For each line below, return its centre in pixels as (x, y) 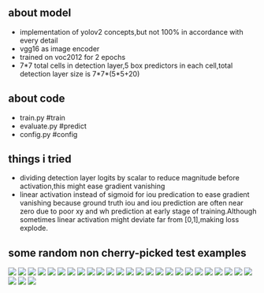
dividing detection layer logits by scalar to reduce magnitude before (130, 178)
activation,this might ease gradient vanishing (92, 186)
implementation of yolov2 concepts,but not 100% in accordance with (131, 32)
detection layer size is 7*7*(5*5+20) (80, 73)
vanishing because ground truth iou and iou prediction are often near (132, 203)
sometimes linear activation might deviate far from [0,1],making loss (129, 220)
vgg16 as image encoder (59, 48)
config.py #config (48, 134)
